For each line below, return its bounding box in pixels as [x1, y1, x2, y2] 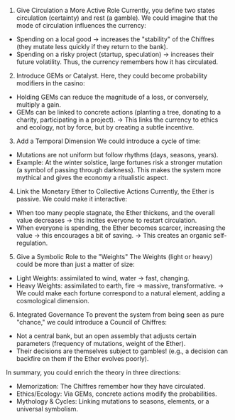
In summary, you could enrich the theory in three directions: [6, 368, 181, 377]
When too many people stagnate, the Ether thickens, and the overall [16, 209, 215, 216]
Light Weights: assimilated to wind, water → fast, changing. [16, 274, 190, 282]
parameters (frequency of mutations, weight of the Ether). [16, 340, 186, 347]
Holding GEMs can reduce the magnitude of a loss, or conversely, [16, 93, 209, 101]
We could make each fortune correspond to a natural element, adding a [16, 289, 226, 298]
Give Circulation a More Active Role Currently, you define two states [16, 6, 215, 14]
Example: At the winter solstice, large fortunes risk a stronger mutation [16, 158, 223, 167]
